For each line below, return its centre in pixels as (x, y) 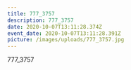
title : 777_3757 (31, 14)
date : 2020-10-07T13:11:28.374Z (55, 27)
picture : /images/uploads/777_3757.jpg (66, 40)
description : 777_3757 (40, 20)
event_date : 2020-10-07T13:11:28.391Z (64, 33)
